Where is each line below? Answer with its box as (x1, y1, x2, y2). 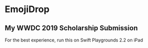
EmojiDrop (5, 4, 50, 15)
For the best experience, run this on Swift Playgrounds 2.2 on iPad (5, 37, 143, 43)
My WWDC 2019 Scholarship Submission (5, 24, 138, 32)
